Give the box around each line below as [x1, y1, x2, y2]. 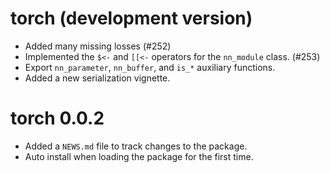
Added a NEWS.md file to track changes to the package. [24, 140, 248, 152]
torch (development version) [10, 7, 253, 30]
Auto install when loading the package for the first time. [24, 150, 254, 162]
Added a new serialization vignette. [24, 72, 171, 84]
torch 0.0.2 [10, 107, 105, 130]
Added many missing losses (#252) [24, 40, 172, 52]
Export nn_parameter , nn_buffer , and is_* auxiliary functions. [24, 61, 276, 73]
